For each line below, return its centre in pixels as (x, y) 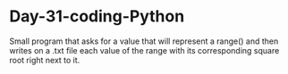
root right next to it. (45, 60)
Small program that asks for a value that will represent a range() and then (144, 41)
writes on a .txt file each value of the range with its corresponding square (144, 50)
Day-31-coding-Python (97, 16)
